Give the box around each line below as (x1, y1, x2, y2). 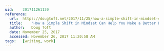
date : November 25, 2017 (9, 30, 60, 34)
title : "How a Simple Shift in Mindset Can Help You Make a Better (9, 20, 156, 26)
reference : (5, 12, 27, 17)
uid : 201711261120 (5, 7, 49, 12)
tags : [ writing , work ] (5, 39, 56, 44)
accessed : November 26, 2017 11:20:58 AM (9, 34, 95, 39)
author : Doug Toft (9, 25, 51, 30)
